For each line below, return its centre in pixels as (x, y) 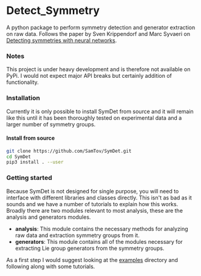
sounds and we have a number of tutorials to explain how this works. (92, 204)
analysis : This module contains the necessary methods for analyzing (101, 229)
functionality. (23, 82)
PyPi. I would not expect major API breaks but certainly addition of (89, 76)
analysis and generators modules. (49, 217)
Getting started (29, 178)
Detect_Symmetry (53, 11)
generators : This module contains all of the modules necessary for (99, 241)
